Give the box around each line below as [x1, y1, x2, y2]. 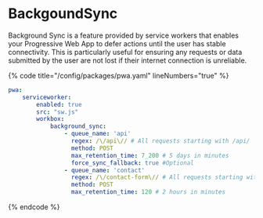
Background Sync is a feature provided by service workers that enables [8, 31, 239, 40]
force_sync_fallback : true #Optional [70, 158, 194, 167]
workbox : [36, 115, 65, 123]
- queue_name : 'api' [63, 130, 131, 138]
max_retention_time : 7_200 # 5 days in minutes [70, 151, 229, 159]
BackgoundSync [8, 5, 118, 23]
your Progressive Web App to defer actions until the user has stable [8, 38, 226, 48]
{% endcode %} [8, 202, 60, 212]
